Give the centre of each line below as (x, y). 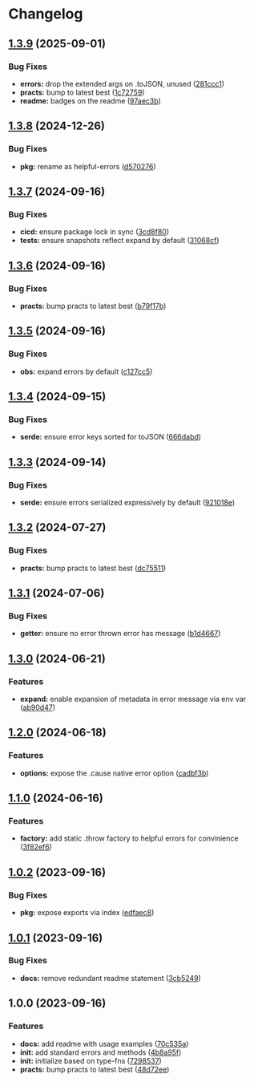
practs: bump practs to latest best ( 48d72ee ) (95, 1069)
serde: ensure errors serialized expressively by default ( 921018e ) (127, 503)
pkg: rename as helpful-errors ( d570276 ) (88, 166)
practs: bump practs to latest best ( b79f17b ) (93, 306)
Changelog (46, 14)
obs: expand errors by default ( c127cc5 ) (86, 371)
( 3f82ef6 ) (36, 847)
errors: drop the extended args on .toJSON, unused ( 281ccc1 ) (122, 83)
